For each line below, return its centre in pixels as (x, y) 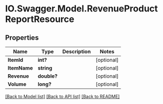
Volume (17, 84)
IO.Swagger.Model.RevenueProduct (82, 9)
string (45, 68)
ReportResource (40, 19)
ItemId (15, 60)
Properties (22, 38)
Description (76, 52)
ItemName (20, 68)
